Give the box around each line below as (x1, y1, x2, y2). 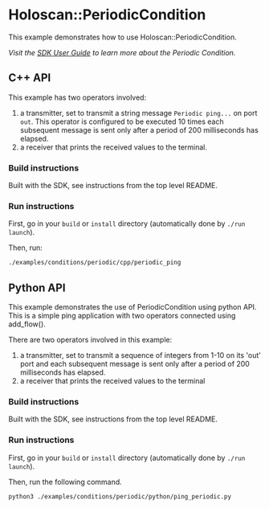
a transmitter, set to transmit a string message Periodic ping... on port (19, 108, 258, 117)
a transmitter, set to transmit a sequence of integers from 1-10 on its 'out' (19, 351, 262, 360)
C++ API (8, 71, 51, 85)
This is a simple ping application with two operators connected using (8, 311, 236, 321)
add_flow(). (8, 319, 46, 329)
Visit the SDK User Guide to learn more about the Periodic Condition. (8, 47, 236, 57)
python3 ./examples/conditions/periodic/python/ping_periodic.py (8, 492, 231, 500)
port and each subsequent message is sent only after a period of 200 (19, 359, 251, 369)
